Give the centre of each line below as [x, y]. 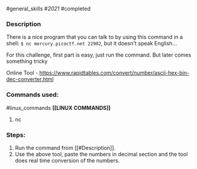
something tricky [27, 62]
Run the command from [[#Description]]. [65, 148]
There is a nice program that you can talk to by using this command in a [95, 37]
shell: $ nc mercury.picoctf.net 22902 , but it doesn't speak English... [92, 44]
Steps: [16, 135]
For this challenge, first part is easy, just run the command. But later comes [99, 55]
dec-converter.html [30, 79]
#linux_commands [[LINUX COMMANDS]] [58, 107]
